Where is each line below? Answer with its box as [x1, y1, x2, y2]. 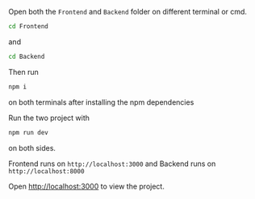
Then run [8, 67, 39, 77]
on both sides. [8, 143, 56, 152]
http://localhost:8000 [8, 167, 85, 176]
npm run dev [8, 128, 48, 136]
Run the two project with [8, 113, 90, 122]
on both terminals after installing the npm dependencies [8, 97, 194, 107]
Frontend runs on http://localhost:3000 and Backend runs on [8, 159, 216, 168]
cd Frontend [8, 23, 48, 31]
